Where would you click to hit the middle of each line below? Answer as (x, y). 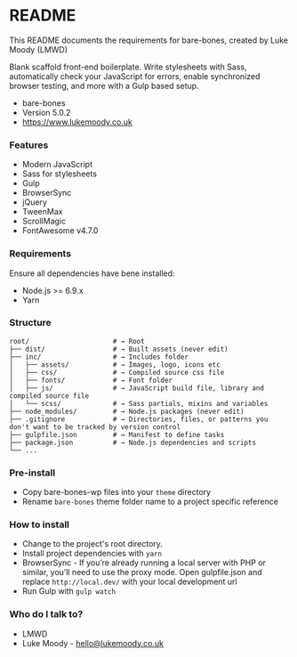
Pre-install (32, 473)
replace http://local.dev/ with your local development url (129, 582)
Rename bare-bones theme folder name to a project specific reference (150, 502)
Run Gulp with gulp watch (69, 591)
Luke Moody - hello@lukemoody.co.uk (93, 643)
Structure (30, 323)
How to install (39, 524)
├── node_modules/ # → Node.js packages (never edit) (127, 411)
